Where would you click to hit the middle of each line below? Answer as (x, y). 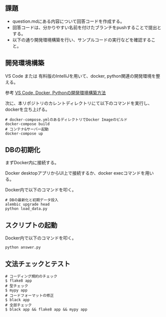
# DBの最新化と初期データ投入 (32, 200)
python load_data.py (27, 209)
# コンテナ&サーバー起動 (27, 129)
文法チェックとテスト (38, 264)
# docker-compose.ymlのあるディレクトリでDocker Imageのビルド (66, 120)
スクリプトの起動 (31, 225)
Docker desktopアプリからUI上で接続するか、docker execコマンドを (75, 173)
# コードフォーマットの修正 (30, 296)
